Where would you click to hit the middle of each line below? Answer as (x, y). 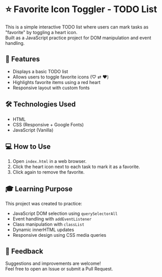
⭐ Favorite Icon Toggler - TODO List (81, 9)
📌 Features (23, 59)
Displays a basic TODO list (40, 71)
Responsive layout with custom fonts (51, 88)
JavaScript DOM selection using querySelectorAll (65, 213)
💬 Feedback (24, 251)
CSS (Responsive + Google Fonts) (48, 124)
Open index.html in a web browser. (50, 161)
